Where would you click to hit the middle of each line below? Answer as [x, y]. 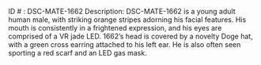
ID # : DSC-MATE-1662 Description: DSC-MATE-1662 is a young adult [122, 11]
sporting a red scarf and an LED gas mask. [78, 53]
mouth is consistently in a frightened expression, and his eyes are [115, 28]
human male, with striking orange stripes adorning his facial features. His [127, 20]
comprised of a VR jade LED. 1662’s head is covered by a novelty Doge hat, [130, 36]
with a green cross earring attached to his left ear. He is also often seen [125, 45]
